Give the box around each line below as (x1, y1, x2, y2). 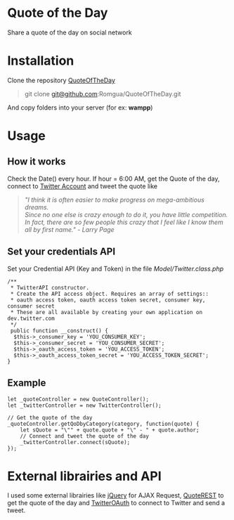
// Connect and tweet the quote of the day (20, 432, 150, 440)
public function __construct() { (10, 327, 109, 334)
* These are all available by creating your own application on (10, 308, 202, 316)
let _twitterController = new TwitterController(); (7, 402, 162, 409)
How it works (7, 156, 66, 168)
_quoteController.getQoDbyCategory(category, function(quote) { (7, 420, 200, 427)
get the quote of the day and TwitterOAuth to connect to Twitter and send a (7, 499, 226, 507)
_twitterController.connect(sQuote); (20, 438, 131, 446)
